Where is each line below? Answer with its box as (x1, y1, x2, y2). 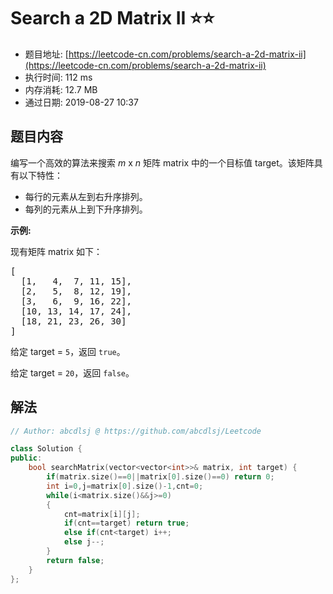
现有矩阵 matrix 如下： (10, 245, 103, 257)
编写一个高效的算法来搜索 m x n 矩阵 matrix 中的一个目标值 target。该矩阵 (10, 156, 315, 169)
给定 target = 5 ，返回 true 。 (10, 345, 126, 357)
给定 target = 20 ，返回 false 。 (10, 366, 135, 379)
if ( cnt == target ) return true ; (63, 518, 190, 529)
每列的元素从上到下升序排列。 (24, 203, 148, 215)
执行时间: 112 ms (24, 71, 93, 83)
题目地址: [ (24, 48, 69, 60)
